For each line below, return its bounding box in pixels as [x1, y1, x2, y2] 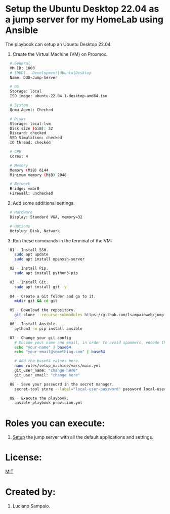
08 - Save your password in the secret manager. [10, 381, 114, 387]
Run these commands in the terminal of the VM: [12, 237, 112, 243]
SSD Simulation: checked [10, 135, 62, 141]
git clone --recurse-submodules [14, 312, 82, 318]
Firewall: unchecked [10, 191, 53, 196]
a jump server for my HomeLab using [5, 14, 163, 25]
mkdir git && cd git [14, 298, 58, 304]
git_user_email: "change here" [14, 372, 80, 377]
